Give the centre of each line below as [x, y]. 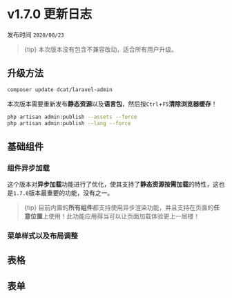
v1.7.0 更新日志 [50, 14]
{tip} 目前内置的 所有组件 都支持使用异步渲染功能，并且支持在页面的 [119, 207]
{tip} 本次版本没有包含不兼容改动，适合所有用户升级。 [101, 49]
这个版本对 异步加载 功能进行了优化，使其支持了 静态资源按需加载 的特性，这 [113, 185]
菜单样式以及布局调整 [42, 236]
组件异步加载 [29, 168]
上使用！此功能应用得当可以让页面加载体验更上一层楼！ [121, 216]
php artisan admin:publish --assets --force [72, 117]
